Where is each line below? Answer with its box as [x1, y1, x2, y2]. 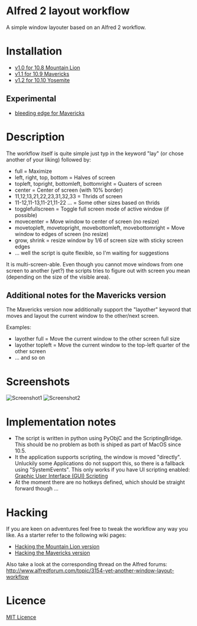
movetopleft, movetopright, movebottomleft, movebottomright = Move [14, 224, 185, 231]
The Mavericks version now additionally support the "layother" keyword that [6, 306, 192, 313]
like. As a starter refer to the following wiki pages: [6, 531, 127, 539]
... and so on [14, 354, 45, 362]
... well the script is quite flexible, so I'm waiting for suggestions [14, 249, 169, 256]
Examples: [6, 324, 31, 331]
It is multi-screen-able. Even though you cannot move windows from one [6, 260, 183, 267]
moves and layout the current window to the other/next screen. [6, 312, 159, 320]
